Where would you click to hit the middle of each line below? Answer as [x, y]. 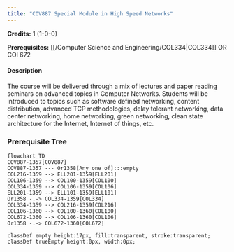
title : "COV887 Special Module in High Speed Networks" [90, 14]
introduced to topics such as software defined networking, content [103, 101]
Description [25, 71]
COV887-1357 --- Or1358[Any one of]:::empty [73, 169]
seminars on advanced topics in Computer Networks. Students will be [108, 93]
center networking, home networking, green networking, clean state [105, 115]
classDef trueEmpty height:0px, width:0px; [72, 242]
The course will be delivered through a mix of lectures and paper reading [112, 86]
